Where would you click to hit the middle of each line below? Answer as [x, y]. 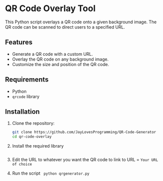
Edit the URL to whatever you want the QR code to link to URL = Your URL [85, 160]
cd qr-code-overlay [32, 137]
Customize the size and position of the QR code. [61, 64]
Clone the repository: [33, 123]
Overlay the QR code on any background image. [60, 59]
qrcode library [26, 96]
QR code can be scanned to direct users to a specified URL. [65, 27]
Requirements [27, 80]
